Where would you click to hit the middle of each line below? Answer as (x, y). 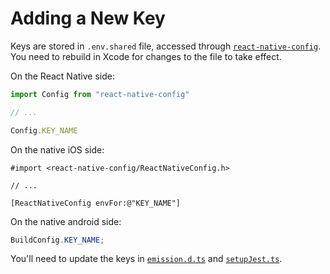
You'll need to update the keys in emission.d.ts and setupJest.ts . (146, 259)
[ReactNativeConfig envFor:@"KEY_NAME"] (96, 203)
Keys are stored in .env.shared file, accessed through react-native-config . (166, 46)
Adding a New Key (88, 18)
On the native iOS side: (57, 149)
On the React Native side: (62, 76)
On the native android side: (66, 221)
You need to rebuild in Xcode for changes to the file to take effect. (146, 56)
